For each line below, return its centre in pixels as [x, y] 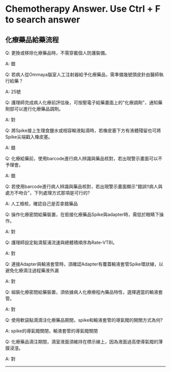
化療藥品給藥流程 [32, 39]
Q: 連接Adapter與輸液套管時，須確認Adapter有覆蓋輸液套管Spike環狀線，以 [84, 264]
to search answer [43, 20]
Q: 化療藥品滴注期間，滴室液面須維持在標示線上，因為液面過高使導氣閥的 [82, 342]
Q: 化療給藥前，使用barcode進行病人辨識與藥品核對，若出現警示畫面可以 [82, 159]
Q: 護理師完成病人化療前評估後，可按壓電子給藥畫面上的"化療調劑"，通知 [82, 103]
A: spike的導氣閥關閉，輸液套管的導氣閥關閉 [52, 331]
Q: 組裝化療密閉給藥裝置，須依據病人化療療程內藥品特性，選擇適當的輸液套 [84, 292]
